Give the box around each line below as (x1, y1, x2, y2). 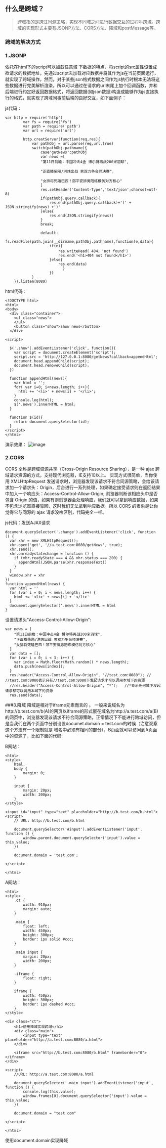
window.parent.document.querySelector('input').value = (23, 836, 140, 840)
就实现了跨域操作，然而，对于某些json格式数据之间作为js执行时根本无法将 (5, 76, 156, 83)
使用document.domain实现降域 (5, 1138, 68, 1144)
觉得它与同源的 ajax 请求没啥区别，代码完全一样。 (5, 509, 107, 515)
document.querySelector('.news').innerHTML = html (9, 603, 116, 608)
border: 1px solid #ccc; (23, 937, 74, 942)
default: (40, 230, 58, 236)
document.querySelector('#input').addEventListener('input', (14, 827, 142, 832)
